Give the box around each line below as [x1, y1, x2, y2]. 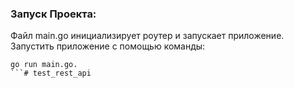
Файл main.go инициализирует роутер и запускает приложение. [10, 30, 285, 42]
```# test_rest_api [10, 68, 92, 79]
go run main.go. [10, 60, 78, 70]
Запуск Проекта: [10, 7, 97, 21]
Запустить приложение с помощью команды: [10, 40, 206, 52]
